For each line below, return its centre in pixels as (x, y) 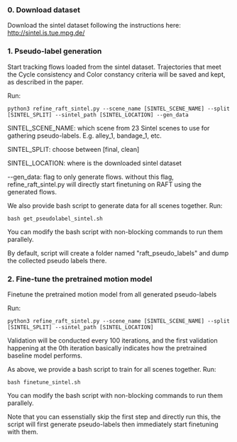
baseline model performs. (45, 355)
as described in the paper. (45, 82)
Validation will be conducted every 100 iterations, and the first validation (112, 340)
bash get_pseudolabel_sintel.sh (55, 219)
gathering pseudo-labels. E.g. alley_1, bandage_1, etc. (84, 136)
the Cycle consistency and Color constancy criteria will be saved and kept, (116, 74)
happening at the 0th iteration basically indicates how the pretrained (107, 348)
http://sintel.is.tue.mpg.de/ (46, 33)
